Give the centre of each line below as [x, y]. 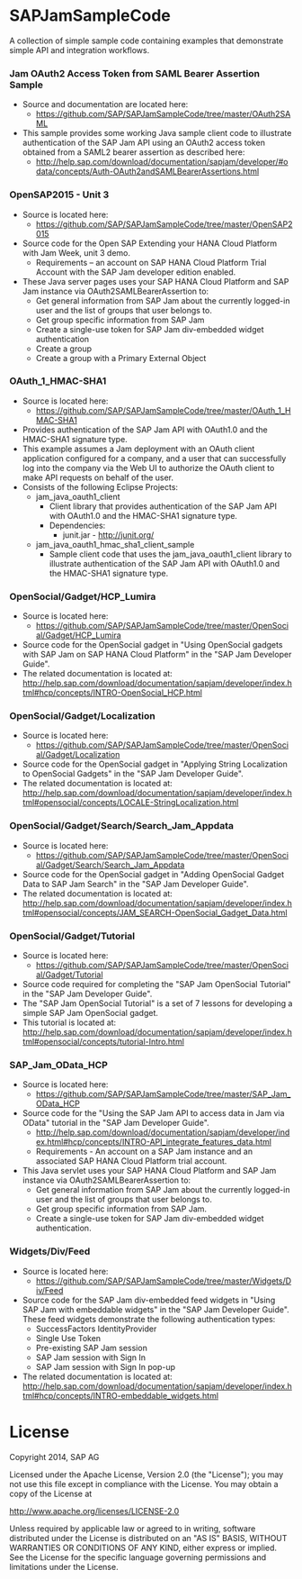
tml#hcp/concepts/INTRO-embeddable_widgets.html [120, 1395]
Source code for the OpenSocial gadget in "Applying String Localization [155, 764]
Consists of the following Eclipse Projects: [100, 486]
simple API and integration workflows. [80, 50]
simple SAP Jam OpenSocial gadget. [90, 1013]
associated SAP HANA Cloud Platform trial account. [131, 1161]
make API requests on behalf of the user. [98, 477]
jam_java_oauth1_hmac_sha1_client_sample [115, 544]
